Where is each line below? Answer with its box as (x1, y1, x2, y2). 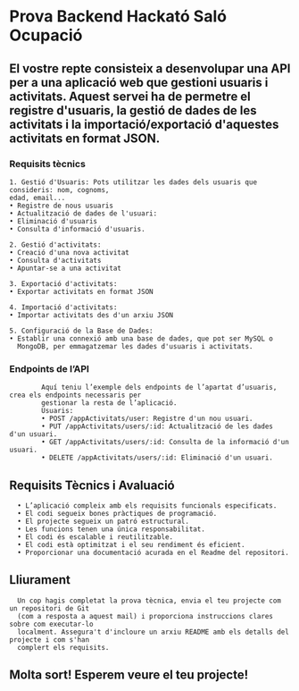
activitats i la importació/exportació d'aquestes (9, 116, 279, 131)
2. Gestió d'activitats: (9, 240, 102, 249)
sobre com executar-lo (9, 619, 94, 628)
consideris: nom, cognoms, (9, 185, 110, 194)
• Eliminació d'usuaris (9, 216, 98, 225)
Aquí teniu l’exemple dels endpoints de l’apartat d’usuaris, (41, 383, 278, 392)
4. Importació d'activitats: (9, 302, 118, 312)
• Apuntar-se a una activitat (9, 264, 122, 273)
